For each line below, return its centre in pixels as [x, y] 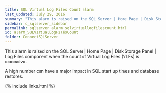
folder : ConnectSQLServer [32, 37]
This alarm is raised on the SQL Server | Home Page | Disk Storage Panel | [81, 51]
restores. [14, 76]
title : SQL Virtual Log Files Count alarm [49, 10]
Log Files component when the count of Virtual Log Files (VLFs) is [72, 56]
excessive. [16, 62]
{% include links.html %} [30, 86]
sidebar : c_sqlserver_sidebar [36, 23]
